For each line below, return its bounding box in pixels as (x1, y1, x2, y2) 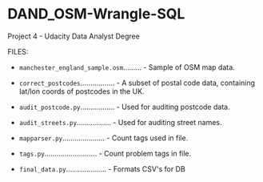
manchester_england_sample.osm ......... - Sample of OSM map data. (18, 62, 235, 72)
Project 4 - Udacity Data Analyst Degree (7, 31, 141, 41)
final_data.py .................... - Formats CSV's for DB (18, 164, 185, 173)
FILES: (7, 47, 29, 56)
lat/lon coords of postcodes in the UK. (18, 86, 145, 96)
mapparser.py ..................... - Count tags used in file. (18, 133, 189, 143)
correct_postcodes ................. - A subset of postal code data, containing (18, 78, 256, 87)
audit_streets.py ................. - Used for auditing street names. (18, 117, 222, 127)
